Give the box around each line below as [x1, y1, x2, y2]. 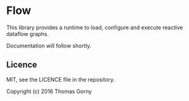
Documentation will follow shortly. [6, 42, 91, 49]
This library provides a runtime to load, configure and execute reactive [6, 24, 183, 31]
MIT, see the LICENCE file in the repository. [6, 75, 115, 83]
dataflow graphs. [6, 30, 49, 37]
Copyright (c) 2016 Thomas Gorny [6, 88, 92, 95]
